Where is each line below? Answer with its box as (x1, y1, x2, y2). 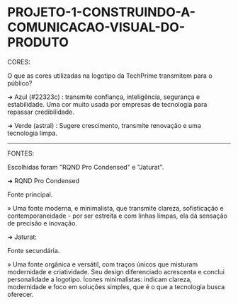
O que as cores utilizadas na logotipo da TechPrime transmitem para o (7, 71, 212, 80)
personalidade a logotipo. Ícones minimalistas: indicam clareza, (7, 275, 193, 283)
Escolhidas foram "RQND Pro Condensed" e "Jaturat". (7, 163, 164, 171)
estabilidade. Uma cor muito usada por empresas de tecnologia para (7, 100, 208, 108)
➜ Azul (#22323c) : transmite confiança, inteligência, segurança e (7, 93, 200, 101)
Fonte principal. (7, 190, 53, 199)
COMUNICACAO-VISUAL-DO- (7, 19, 186, 35)
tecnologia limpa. (7, 129, 58, 137)
